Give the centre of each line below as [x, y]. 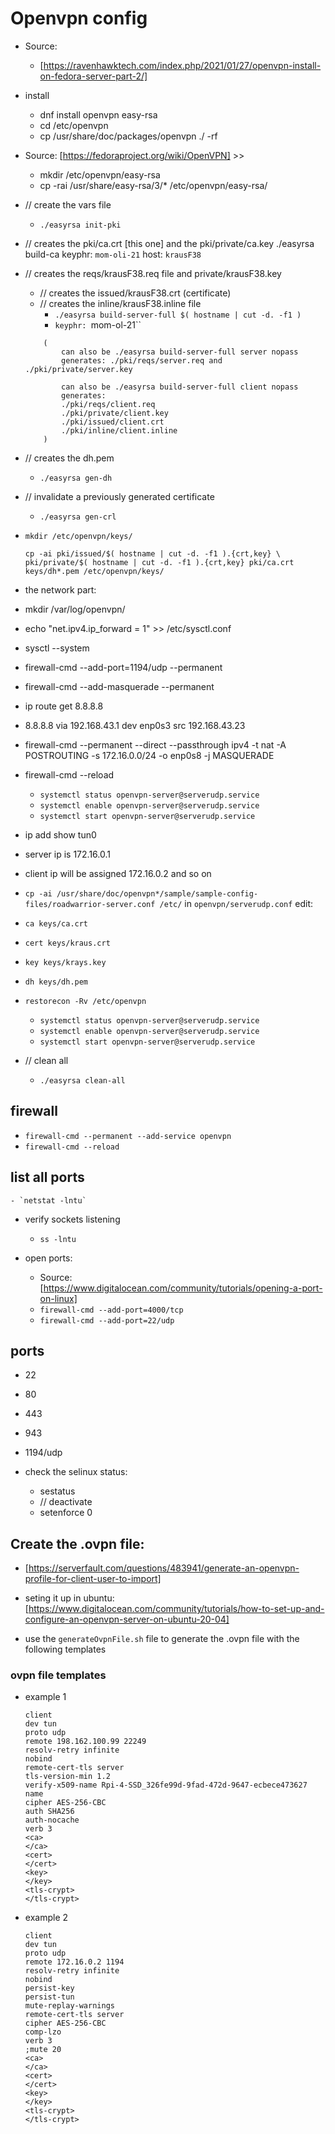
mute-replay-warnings [69, 2006]
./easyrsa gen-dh [76, 478]
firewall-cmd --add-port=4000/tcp [111, 1310]
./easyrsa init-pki [80, 225]
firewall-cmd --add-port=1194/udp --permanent [123, 667]
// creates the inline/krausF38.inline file [120, 303]
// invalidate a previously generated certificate [119, 496]
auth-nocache [52, 1820]
